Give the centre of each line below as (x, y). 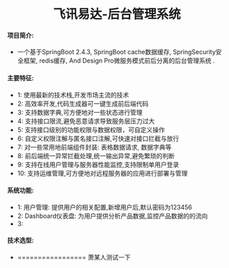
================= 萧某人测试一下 (74, 257)
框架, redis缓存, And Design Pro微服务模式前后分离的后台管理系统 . (119, 61)
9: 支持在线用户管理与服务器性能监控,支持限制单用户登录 (98, 164)
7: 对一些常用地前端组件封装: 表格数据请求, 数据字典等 (94, 147)
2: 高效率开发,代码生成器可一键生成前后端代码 (83, 103)
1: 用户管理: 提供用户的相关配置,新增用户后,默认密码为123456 (105, 207)
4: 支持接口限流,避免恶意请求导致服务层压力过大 (86, 121)
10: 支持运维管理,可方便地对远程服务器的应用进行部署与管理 (102, 173)
